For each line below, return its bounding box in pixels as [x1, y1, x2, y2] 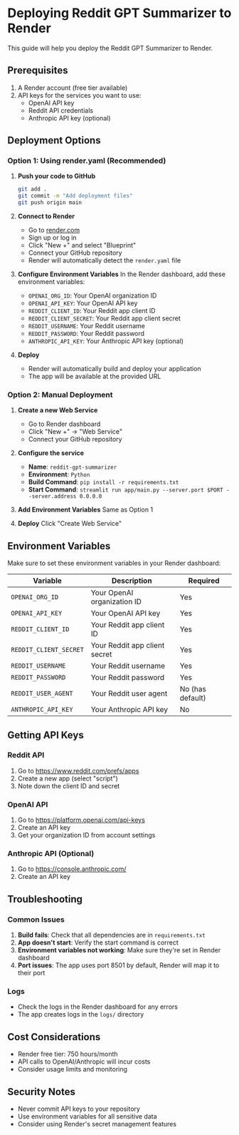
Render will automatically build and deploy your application [28, 365, 201, 373]
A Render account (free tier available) [17, 83, 128, 92]
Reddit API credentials [28, 106, 94, 115]
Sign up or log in [28, 233, 77, 242]
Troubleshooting [7, 893, 83, 905]
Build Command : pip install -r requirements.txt [28, 478, 179, 487]
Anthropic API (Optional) [7, 849, 95, 859]
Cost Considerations [7, 1031, 101, 1043]
